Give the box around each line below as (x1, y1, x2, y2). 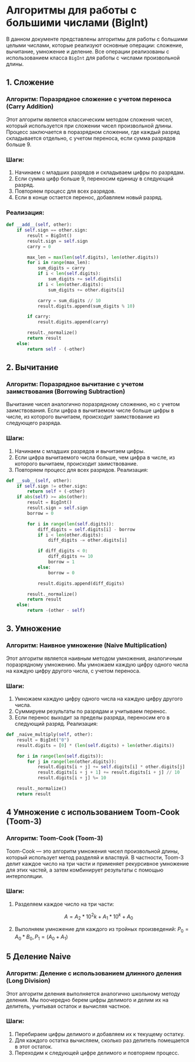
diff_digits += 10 (48, 554, 93, 560)
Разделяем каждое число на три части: (14, 900, 115, 907)
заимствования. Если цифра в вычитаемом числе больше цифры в (6, 407, 174, 414)
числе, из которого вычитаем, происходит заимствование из (6, 413, 160, 420)
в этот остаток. (14, 1043, 53, 1050)
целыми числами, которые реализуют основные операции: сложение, (6, 42, 184, 49)
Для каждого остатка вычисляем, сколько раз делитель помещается (14, 1037, 190, 1044)
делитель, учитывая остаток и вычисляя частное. (6, 1003, 131, 1010)
